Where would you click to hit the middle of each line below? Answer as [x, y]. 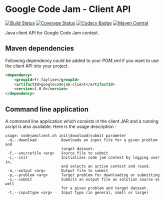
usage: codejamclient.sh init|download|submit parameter [66, 135]
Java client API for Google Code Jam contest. [52, 32]
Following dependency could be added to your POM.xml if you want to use [82, 60]
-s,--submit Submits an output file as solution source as [83, 179]
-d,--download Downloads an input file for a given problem [82, 140]
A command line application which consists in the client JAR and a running [82, 121]
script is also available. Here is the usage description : [61, 126]
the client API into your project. [37, 65]
